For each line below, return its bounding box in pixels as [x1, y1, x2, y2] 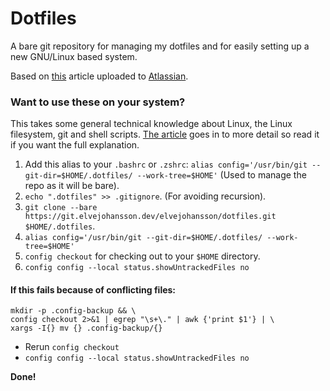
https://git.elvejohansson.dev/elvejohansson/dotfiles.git [24, 212, 277, 222]
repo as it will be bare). [24, 180, 120, 192]
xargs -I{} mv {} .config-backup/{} [10, 323, 163, 334]
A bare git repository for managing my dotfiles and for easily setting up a [10, 40, 310, 52]
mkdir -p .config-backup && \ [10, 306, 137, 316]
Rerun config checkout [24, 341, 120, 353]
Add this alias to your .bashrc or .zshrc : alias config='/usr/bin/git [24, 158, 308, 171]
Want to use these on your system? [10, 95, 186, 109]
